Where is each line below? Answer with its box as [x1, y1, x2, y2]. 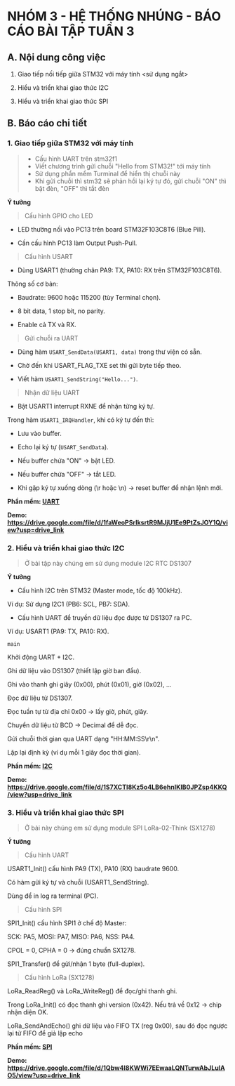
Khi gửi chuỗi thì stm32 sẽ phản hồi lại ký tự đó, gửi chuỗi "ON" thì [34, 177, 227, 185]
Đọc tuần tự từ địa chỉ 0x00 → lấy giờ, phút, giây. [7, 707, 149, 715]
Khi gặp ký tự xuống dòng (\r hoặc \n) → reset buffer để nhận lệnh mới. [17, 483, 223, 492]
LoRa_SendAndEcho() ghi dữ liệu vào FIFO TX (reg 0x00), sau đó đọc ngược [7, 1021, 228, 1030]
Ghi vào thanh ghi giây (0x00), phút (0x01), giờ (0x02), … [7, 680, 172, 689]
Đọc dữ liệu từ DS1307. [7, 694, 73, 702]
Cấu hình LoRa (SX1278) [24, 974, 95, 982]
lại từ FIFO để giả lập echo [7, 1029, 83, 1038]
